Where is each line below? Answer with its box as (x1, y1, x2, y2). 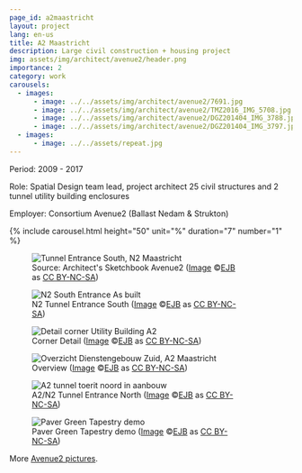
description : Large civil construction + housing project (9, 47, 231, 56)
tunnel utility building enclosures (9, 190, 130, 201)
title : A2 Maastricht (9, 38, 91, 48)
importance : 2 (9, 64, 63, 73)
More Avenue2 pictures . (9, 452, 99, 464)
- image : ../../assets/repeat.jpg (32, 139, 164, 148)
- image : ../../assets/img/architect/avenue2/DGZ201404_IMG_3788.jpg (32, 114, 299, 123)
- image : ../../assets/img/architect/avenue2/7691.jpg (32, 96, 244, 106)
